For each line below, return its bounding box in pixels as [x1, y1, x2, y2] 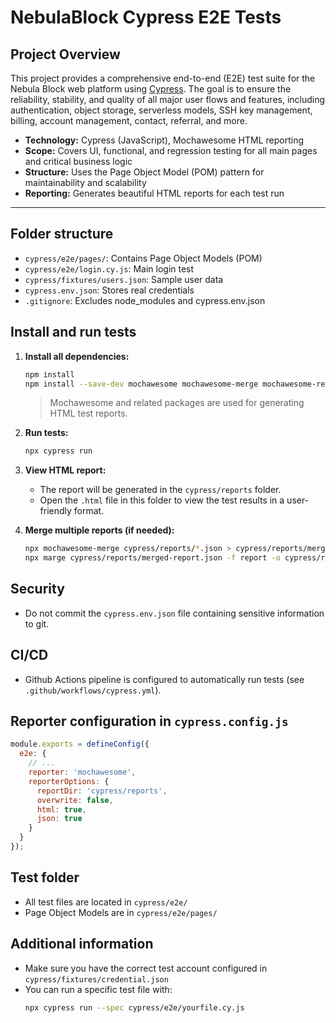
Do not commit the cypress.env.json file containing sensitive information [24, 607, 325, 619]
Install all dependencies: [24, 350, 130, 362]
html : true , [36, 804, 87, 815]
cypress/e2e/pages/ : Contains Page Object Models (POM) [24, 252, 263, 264]
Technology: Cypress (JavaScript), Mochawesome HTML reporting [24, 134, 305, 146]
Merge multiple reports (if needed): [24, 524, 175, 536]
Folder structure [10, 226, 114, 243]
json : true [36, 814, 83, 824]
